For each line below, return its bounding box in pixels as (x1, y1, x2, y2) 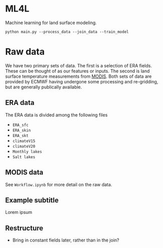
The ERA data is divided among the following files (5, 111, 108, 118)
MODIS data (5, 168, 44, 177)
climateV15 (12, 139, 36, 144)
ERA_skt (12, 133, 29, 138)
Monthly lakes (12, 149, 42, 154)
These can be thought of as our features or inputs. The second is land (5, 68, 150, 74)
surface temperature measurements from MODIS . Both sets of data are (5, 73, 152, 79)
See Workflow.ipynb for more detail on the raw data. (5, 181, 112, 187)
